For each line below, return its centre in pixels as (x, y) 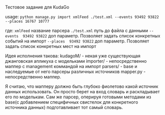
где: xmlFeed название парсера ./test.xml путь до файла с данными (77, 31)
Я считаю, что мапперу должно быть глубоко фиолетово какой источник (82, 86)
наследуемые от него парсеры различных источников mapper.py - (76, 72)
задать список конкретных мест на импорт (51, 46)
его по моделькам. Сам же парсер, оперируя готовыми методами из (78, 97)
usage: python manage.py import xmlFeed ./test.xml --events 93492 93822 (82, 17)
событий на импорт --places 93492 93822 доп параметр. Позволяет (77, 41)
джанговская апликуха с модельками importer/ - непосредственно (76, 61)
